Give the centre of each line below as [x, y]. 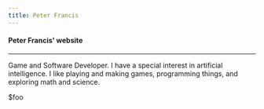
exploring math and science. [54, 82]
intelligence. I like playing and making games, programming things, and [123, 73]
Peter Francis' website [46, 41]
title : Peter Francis [44, 15]
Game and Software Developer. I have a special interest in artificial [115, 65]
